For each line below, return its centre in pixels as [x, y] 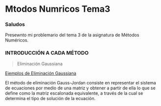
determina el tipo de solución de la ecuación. [50, 98]
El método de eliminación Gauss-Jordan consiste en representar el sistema [81, 82]
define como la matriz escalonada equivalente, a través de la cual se [74, 93]
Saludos [15, 25]
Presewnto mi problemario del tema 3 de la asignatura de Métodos [72, 35]
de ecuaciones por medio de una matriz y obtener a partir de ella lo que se [80, 88]
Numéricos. [17, 40]
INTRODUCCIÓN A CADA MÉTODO [47, 53]
